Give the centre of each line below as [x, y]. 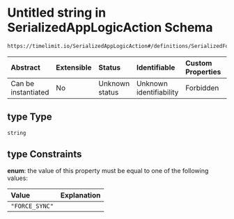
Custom [199, 63]
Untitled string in [57, 13]
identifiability [157, 92]
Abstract [25, 67]
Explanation [80, 195]
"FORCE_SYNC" [32, 206]
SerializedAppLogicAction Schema [110, 27]
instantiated [30, 92]
